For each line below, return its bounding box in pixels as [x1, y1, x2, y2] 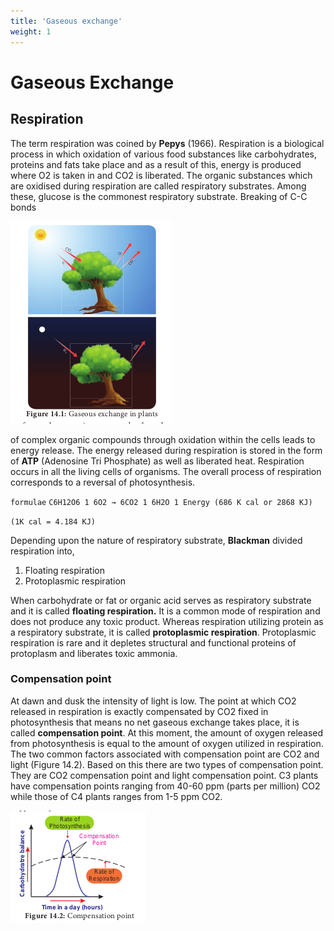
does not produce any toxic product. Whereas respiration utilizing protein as [10, 615, 324, 627]
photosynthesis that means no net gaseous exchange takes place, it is [10, 716, 300, 728]
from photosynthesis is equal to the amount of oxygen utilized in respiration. [10, 737, 324, 749]
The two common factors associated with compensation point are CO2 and [10, 748, 320, 760]
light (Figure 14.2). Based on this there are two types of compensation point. [10, 758, 324, 770]
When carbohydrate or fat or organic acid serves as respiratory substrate [10, 594, 312, 606]
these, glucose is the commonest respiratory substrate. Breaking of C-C [10, 190, 308, 202]
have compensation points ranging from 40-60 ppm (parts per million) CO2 [10, 780, 321, 792]
